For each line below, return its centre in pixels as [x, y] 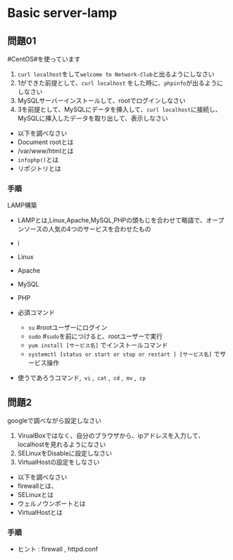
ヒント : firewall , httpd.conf [58, 549]
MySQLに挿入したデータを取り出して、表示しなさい [93, 118]
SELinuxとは [36, 495]
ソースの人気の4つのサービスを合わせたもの [87, 229]
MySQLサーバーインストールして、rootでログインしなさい [101, 101]
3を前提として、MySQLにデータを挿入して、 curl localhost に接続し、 [119, 109]
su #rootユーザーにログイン [68, 328]
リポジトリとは [39, 168]
